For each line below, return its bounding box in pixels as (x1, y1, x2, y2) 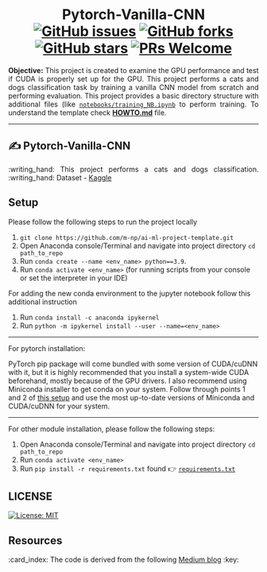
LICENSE (8, 489, 53, 503)
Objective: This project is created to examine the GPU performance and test (8, 65, 259, 75)
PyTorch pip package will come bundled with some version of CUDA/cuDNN (8, 359, 258, 369)
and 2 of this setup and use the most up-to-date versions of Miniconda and (8, 392, 255, 402)
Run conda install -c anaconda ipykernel (19, 312, 160, 322)
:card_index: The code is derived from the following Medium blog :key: (8, 555, 240, 565)
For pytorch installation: (8, 343, 86, 353)
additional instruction (8, 296, 78, 307)
